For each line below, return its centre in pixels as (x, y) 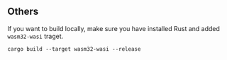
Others (23, 12)
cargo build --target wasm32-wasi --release (74, 49)
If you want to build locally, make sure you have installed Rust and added (113, 28)
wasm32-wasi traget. (35, 36)
